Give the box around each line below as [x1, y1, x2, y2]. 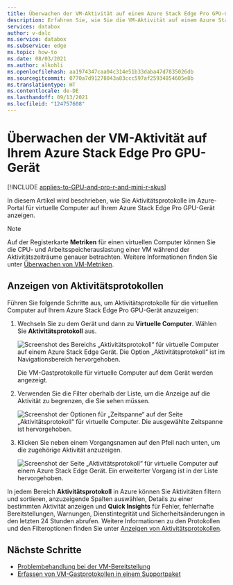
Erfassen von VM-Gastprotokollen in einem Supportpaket [17, 570, 181, 578]
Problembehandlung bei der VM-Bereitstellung [17, 563, 150, 571]
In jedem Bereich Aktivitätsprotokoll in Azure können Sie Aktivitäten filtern [7, 487, 221, 495]
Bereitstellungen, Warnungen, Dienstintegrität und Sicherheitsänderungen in [7, 509, 225, 518]
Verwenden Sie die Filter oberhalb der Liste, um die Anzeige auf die [17, 389, 210, 398]
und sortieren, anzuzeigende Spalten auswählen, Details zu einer [7, 494, 193, 503]
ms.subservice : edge [7, 42, 67, 49]
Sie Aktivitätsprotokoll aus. [17, 327, 97, 335]
